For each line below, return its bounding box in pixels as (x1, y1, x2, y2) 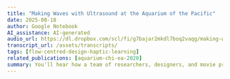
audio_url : (7, 36, 38, 43)
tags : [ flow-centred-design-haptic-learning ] (7, 49, 139, 56)
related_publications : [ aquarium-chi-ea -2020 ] (7, 55, 142, 62)
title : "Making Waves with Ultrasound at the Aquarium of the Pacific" (7, 10, 216, 17)
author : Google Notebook (7, 23, 78, 30)
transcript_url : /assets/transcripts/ (7, 42, 118, 49)
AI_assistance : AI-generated (7, 29, 90, 36)
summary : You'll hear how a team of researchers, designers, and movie (7, 61, 216, 68)
